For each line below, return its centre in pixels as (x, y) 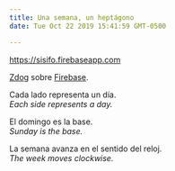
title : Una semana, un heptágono (72, 18)
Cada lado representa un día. (63, 94)
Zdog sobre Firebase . (49, 76)
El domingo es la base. (51, 121)
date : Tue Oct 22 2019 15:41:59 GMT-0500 (88, 26)
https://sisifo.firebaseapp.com (65, 59)
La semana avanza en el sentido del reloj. (86, 148)
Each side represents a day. (61, 103)
